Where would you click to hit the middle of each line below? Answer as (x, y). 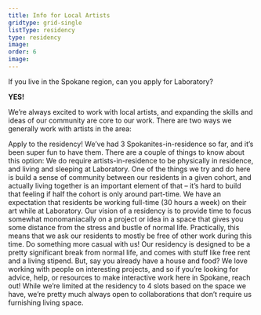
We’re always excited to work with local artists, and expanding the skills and (130, 112)
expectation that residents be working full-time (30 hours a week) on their (127, 202)
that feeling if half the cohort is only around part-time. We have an (115, 194)
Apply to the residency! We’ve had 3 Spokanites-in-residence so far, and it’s (131, 144)
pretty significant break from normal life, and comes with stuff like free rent (129, 252)
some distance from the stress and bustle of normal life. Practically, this (124, 227)
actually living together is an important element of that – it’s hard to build (125, 185)
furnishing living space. (46, 302)
